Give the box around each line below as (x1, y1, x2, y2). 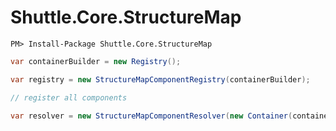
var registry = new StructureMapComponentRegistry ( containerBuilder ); (10, 74, 311, 85)
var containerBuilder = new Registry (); (10, 56, 182, 66)
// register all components (10, 92, 128, 103)
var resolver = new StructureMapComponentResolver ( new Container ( (10, 111, 293, 121)
